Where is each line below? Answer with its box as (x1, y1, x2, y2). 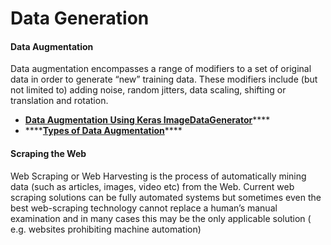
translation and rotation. (10, 95, 109, 107)
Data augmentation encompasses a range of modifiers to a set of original (10, 63, 312, 75)
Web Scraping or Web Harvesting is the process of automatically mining (10, 170, 307, 182)
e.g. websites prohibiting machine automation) (10, 223, 202, 235)
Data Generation (10, 7, 150, 30)
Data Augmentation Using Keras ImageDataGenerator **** (24, 114, 271, 126)
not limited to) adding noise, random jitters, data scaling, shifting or (10, 84, 287, 96)
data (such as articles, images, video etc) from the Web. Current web (10, 180, 295, 192)
